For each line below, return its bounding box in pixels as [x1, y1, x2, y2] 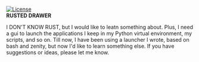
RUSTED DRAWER [6, 12, 52, 19]
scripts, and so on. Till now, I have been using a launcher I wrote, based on [6, 36, 189, 43]
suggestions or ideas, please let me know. [6, 49, 110, 56]
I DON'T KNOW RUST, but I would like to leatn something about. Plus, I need [6, 24, 194, 30]
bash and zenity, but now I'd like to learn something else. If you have [6, 42, 175, 49]
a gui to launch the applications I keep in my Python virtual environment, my [6, 30, 192, 37]
